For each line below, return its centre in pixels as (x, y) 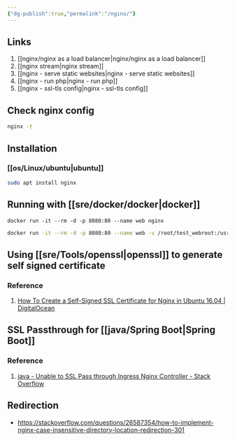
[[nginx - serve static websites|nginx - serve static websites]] (106, 73)
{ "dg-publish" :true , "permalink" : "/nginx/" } (72, 14)
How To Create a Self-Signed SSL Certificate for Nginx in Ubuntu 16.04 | (121, 301)
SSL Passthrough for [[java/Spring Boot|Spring (111, 330)
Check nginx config (51, 110)
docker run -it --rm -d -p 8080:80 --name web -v (81, 233)
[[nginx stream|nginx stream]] (60, 66)
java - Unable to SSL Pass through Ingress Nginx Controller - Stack (114, 376)
